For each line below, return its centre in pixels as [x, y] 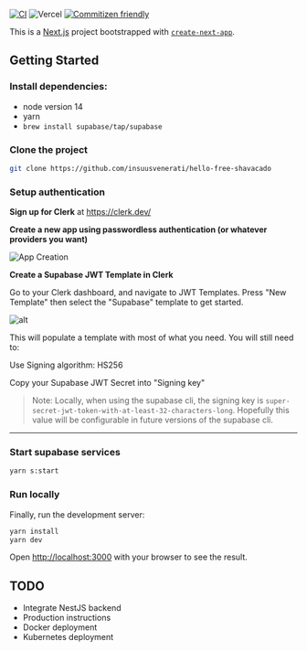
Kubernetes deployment [68, 637]
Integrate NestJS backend [72, 608]
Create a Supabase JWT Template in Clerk [91, 275]
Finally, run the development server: [77, 514]
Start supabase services [65, 453]
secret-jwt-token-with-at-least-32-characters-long [132, 411]
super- [278, 401]
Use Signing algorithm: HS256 [66, 365]
